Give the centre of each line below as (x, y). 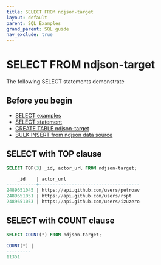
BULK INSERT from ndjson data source (64, 135)
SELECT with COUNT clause (60, 221)
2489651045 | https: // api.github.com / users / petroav (73, 190)
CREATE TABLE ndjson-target (52, 128)
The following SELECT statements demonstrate (65, 82)
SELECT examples (38, 115)
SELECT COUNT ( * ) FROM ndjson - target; (54, 235)
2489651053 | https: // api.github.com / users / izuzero (73, 202)
